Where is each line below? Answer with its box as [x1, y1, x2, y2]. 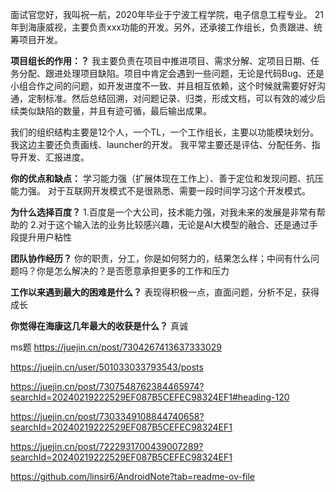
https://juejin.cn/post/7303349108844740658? [10, 411, 205, 422]
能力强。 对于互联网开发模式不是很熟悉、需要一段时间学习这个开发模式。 [10, 185, 311, 197]
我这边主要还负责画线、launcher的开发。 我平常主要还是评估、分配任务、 [10, 139, 312, 150]
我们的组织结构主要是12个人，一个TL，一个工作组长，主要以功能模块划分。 [10, 126, 320, 138]
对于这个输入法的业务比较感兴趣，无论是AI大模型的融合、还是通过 [38, 219, 310, 230]
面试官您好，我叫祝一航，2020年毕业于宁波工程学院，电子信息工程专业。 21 [10, 9, 324, 20]
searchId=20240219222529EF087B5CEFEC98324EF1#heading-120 [10, 391, 290, 403]
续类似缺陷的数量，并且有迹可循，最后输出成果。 [10, 105, 212, 117]
